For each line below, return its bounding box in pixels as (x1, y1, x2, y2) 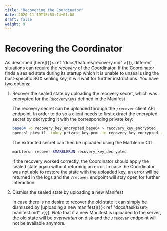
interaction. (12, 179, 36, 185)
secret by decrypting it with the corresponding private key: (12, 116, 134, 122)
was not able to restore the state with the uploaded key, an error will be (12, 169, 159, 175)
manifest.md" (12, 209, 40, 215)
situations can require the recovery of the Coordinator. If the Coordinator (5, 65, 155, 71)
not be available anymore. (12, 220, 66, 226)
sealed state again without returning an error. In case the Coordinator (12, 163, 155, 169)
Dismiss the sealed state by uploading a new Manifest (12, 189, 124, 195)
